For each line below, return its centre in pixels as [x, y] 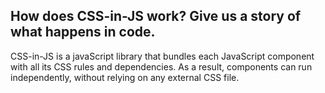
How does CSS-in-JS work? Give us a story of [156, 16]
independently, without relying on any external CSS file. [125, 77]
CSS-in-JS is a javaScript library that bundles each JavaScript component [162, 56]
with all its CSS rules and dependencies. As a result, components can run [161, 66]
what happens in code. [83, 32]
